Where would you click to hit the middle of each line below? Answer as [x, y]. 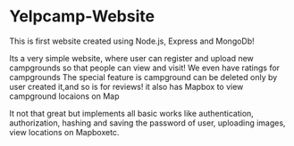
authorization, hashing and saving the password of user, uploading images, [147, 123]
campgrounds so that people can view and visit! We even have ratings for [144, 68]
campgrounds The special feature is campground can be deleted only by [143, 77]
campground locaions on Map [64, 96]
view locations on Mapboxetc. [64, 132]
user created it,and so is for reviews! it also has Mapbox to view [126, 86]
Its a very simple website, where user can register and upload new [132, 58]
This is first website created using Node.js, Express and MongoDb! [132, 41]
